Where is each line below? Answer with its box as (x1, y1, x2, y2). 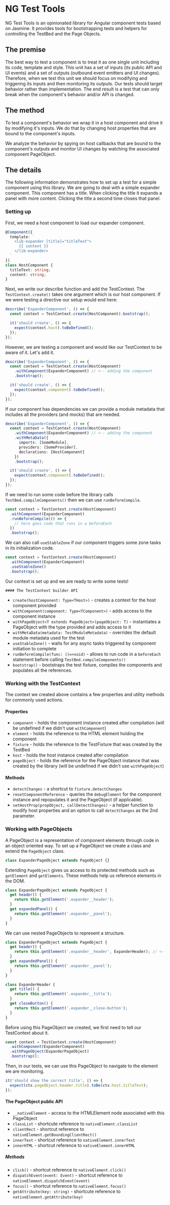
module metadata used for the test (12, 635, 85, 641)
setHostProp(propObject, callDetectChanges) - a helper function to (12, 802, 153, 808)
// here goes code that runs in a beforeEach (14, 521, 112, 526)
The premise (5, 45, 46, 54)
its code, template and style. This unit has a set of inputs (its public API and (5, 64, 162, 70)
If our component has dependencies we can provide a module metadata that (5, 406, 165, 412)
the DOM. (5, 878, 25, 884)
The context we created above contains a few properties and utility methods (5, 691, 164, 697)
